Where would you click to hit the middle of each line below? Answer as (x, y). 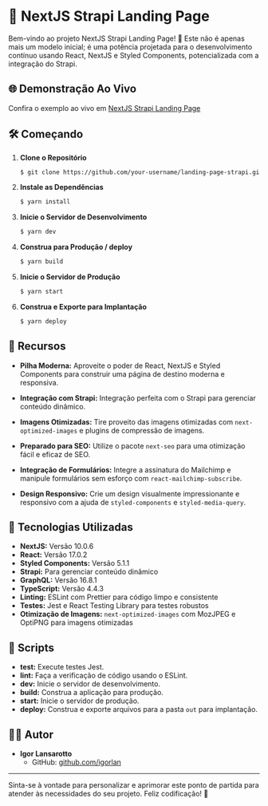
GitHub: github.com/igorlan (77, 762)
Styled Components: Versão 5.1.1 (75, 563)
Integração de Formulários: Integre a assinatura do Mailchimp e (125, 469)
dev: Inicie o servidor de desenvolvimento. (90, 684)
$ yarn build (41, 262)
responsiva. (39, 382)
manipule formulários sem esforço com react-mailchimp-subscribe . (131, 478)
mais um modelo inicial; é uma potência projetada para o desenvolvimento (130, 46)
